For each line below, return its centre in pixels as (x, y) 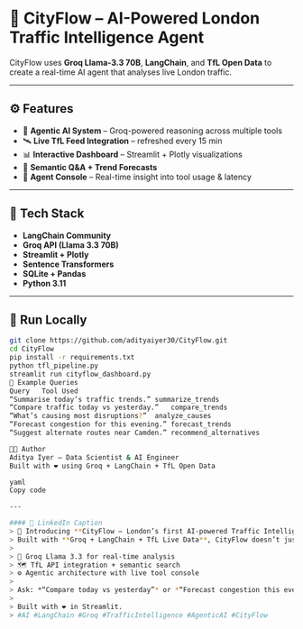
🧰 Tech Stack (47, 214)
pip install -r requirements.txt (72, 358)
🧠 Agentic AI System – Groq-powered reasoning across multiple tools (152, 131)
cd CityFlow (32, 349)
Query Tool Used (44, 391)
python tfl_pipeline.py (54, 366)
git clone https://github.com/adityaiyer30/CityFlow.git (119, 341)
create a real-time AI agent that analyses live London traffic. (121, 72)
